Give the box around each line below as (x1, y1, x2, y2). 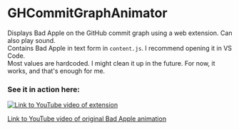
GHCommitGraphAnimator (7, 5, 168, 21)
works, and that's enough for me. (7, 66, 106, 75)
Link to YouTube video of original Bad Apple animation (7, 114, 166, 123)
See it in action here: (7, 84, 80, 94)
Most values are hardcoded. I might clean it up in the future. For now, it (7, 59, 215, 67)
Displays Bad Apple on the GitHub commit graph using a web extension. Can (7, 29, 233, 37)
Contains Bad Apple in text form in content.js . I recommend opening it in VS (7, 44, 233, 52)
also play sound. (7, 36, 56, 44)
